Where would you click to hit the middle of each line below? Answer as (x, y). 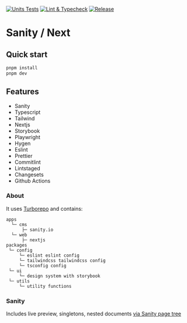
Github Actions (32, 181)
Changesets (29, 174)
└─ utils (19, 281)
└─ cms (19, 224)
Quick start (27, 54)
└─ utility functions (45, 286)
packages (17, 245)
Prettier (23, 156)
